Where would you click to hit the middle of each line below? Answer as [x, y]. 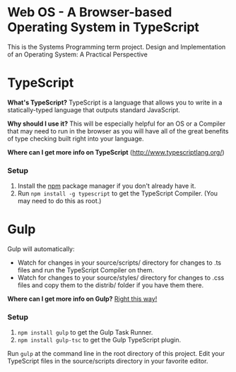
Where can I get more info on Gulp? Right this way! [82, 299]
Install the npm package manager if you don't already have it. [107, 186]
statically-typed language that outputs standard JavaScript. [94, 109]
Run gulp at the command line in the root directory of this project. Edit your [116, 354]
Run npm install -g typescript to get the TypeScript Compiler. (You [117, 193]
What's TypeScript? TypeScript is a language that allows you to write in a [115, 102]
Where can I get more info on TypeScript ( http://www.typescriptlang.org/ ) [116, 152]
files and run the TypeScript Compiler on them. [85, 270]
